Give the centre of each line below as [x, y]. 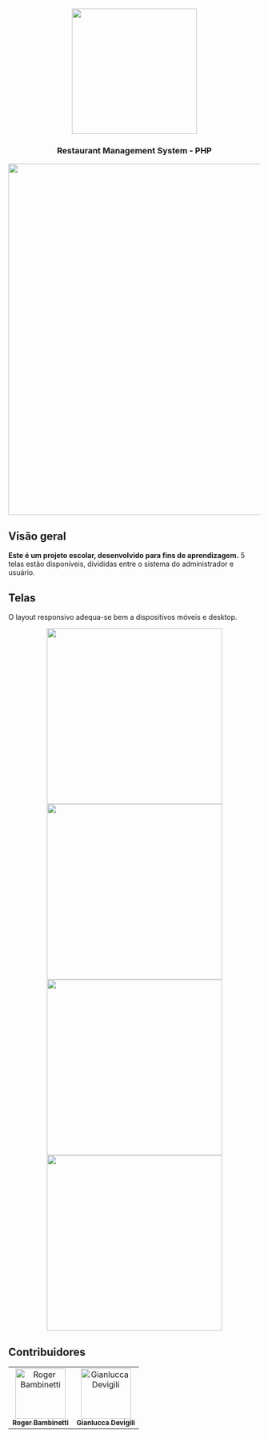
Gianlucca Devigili [106, 1422]
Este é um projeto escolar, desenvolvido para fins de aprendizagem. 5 [127, 556]
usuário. [22, 572]
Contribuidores [47, 1352]
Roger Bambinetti [41, 1422]
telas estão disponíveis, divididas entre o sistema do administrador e [121, 564]
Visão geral [37, 536]
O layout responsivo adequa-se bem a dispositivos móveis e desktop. [123, 617]
